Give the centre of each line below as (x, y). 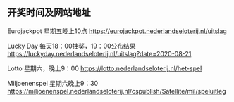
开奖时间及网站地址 (49, 13)
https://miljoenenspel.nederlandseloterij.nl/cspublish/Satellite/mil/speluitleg (117, 91)
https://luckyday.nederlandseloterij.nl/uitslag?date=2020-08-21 (99, 53)
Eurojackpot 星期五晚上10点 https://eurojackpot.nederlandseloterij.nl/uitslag (117, 31)
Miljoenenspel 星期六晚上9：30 (53, 83)
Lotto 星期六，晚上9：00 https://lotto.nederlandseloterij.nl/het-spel (105, 68)
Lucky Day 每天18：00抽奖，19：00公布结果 (72, 46)
